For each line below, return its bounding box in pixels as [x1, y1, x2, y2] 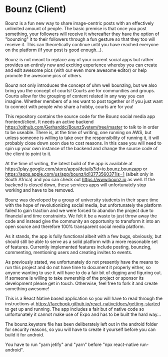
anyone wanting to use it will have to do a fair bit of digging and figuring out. [5, 270, 162, 276]
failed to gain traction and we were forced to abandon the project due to [5, 207, 154, 213]
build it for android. [5, 331, 44, 337]
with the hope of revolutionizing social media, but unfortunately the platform [5, 202, 161, 208]
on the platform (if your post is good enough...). [5, 47, 103, 53]
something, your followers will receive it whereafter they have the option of [5, 31, 159, 37]
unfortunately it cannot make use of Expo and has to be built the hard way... [5, 311, 161, 317]
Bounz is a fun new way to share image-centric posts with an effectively [5, 20, 154, 26]
